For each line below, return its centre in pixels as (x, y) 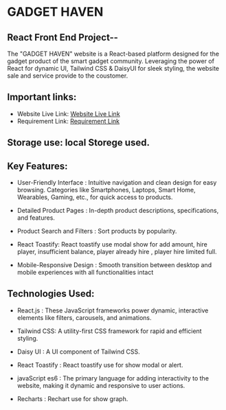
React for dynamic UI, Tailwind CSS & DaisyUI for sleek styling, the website (113, 68)
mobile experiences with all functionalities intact (85, 273)
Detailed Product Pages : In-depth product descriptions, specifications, (118, 211)
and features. (36, 218)
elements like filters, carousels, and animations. (84, 317)
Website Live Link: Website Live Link (68, 113)
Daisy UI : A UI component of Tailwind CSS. (79, 352)
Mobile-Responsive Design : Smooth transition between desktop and (114, 265)
